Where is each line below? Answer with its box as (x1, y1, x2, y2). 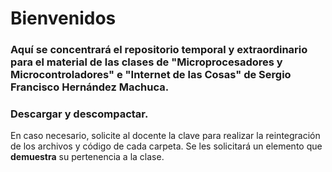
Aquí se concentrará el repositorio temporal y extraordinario (10, 43, 308, 57)
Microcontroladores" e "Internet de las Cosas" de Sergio (10, 68, 292, 82)
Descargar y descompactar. (10, 107, 149, 121)
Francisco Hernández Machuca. (10, 80, 170, 94)
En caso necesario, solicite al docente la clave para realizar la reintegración (10, 130, 321, 142)
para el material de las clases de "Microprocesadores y (10, 55, 283, 69)
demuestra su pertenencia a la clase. (10, 151, 165, 163)
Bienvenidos (10, 7, 117, 30)
